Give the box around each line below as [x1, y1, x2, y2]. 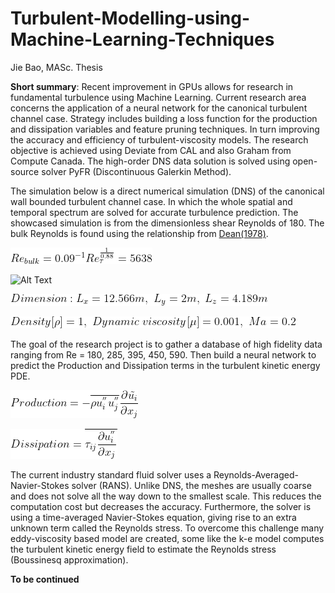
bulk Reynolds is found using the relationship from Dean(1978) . [10, 227, 269, 239]
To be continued [10, 573, 80, 585]
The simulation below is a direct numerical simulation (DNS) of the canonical [10, 185, 325, 197]
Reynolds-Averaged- [213, 468, 299, 481]
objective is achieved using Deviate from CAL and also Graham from [10, 144, 292, 156]
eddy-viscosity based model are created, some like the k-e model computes [10, 532, 325, 544]
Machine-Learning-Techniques [10, 28, 275, 51]
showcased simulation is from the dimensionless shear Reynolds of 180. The [10, 217, 325, 229]
